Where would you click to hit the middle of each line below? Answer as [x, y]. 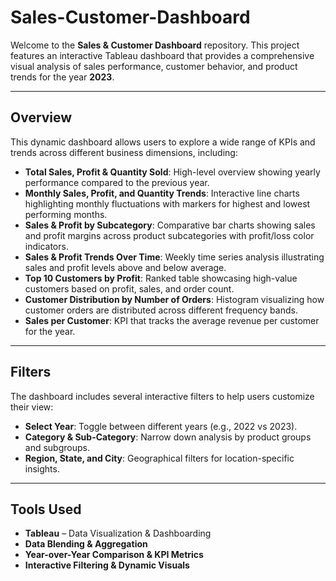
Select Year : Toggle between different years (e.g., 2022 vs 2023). [161, 426]
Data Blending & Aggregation [86, 544]
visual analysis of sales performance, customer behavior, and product [154, 66]
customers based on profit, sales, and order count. [129, 288]
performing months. [66, 214]
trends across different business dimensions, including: [124, 152]
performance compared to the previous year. [117, 182]
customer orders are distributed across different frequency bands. [161, 310]
